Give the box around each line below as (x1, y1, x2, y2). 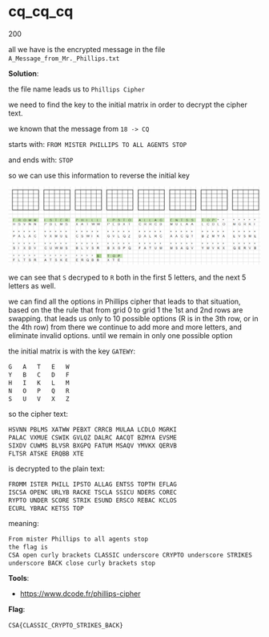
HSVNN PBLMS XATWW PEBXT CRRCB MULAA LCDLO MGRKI (8, 425, 178, 434)
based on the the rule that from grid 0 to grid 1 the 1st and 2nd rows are (8, 304, 243, 315)
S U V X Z (8, 394, 70, 403)
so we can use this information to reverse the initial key (8, 170, 191, 180)
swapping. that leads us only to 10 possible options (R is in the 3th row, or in (8, 313, 259, 323)
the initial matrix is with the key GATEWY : (8, 346, 136, 356)
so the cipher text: (8, 409, 69, 419)
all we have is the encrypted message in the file (8, 44, 166, 54)
